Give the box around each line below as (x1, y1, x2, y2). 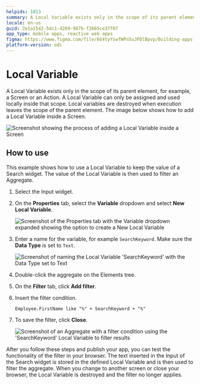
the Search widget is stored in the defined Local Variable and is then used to (6, 358, 193, 366)
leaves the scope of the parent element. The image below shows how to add (6, 106, 194, 113)
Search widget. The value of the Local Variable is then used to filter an (6, 170, 179, 177)
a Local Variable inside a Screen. (6, 113, 86, 120)
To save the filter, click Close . (14, 316, 88, 323)
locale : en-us (6, 20, 42, 26)
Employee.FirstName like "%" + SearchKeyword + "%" (14, 305, 146, 312)
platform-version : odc (6, 42, 62, 48)
